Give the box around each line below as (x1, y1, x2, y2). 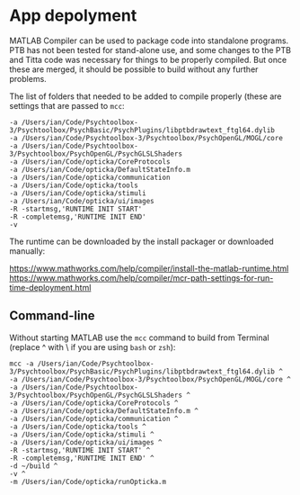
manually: (9, 245, 46, 256)
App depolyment (9, 5, 137, 26)
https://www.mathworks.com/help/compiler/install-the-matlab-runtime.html (9, 263, 289, 274)
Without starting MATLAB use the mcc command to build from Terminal (9, 332, 269, 343)
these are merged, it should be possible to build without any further (9, 64, 259, 75)
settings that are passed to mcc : (9, 100, 125, 111)
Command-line (9, 308, 96, 324)
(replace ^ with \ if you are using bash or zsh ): (9, 341, 176, 352)
